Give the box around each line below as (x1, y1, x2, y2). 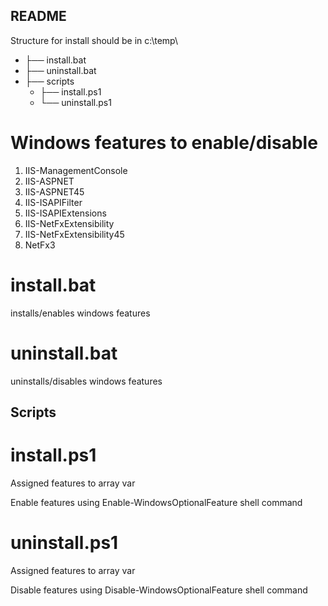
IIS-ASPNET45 (24, 185, 85, 198)
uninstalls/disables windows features (10, 375, 163, 387)
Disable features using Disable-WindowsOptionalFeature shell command (10, 584, 308, 596)
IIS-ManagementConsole (24, 164, 128, 176)
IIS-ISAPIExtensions (24, 207, 107, 219)
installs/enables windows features (10, 307, 151, 319)
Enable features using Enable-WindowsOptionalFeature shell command (10, 496, 303, 508)
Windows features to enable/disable (10, 132, 318, 154)
